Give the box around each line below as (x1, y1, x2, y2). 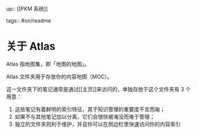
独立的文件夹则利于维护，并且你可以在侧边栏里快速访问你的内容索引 (14, 121, 181, 128)
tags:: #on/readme (6, 17, 51, 24)
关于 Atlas (6, 40, 56, 53)
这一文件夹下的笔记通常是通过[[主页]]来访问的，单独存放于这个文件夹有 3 (6, 85, 185, 93)
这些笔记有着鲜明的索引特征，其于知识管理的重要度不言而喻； (14, 106, 166, 113)
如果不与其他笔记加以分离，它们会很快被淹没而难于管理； (14, 113, 155, 120)
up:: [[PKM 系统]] (6, 5, 49, 12)
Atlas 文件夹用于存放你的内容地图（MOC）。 (6, 73, 113, 80)
